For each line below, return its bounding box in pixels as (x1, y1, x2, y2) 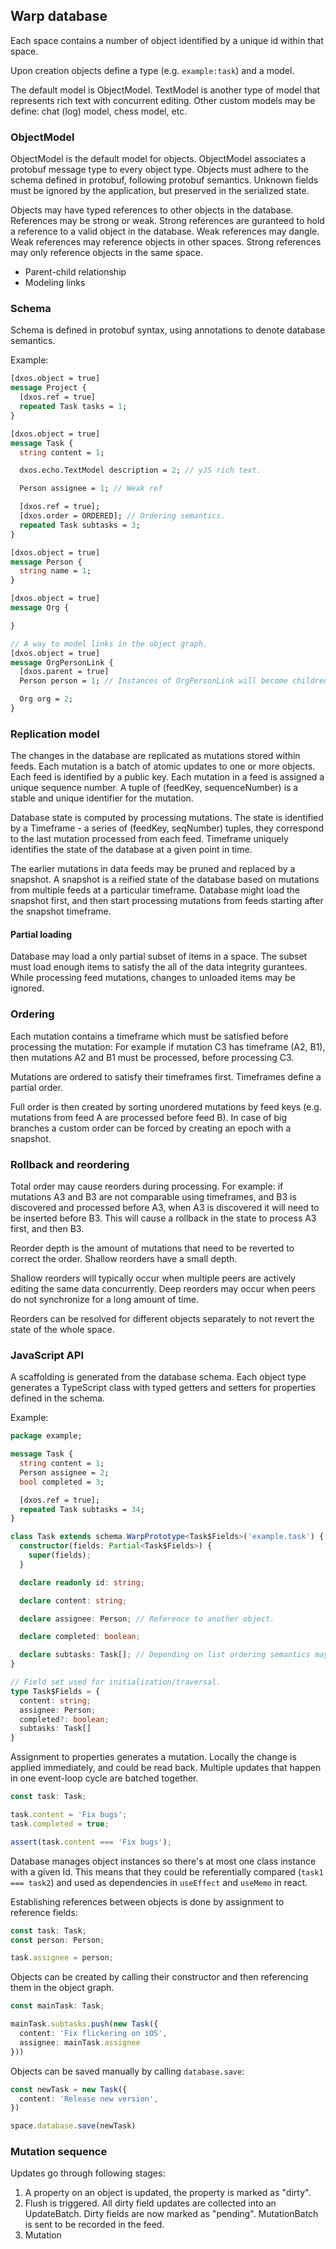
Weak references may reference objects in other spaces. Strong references (10, 236, 322, 248)
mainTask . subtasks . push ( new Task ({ (10, 2019, 159, 2029)
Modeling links (24, 277, 86, 289)
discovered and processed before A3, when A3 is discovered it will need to (10, 1202, 320, 1213)
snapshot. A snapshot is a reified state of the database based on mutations (10, 874, 320, 886)
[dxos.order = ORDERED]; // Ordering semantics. (19, 511, 226, 521)
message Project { (10, 383, 87, 393)
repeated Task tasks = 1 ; (19, 402, 128, 412)
